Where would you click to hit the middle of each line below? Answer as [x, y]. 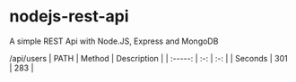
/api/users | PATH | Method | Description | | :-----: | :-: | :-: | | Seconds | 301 [149, 58]
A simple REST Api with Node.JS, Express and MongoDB [114, 41]
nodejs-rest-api [69, 16]
